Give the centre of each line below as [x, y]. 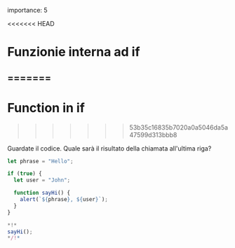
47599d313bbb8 [153, 135]
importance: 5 [27, 10]
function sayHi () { [42, 193]
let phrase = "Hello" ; [40, 161]
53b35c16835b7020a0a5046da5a [179, 127]
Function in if [46, 108]
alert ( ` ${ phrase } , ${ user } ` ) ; [64, 200]
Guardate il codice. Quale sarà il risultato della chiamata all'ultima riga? [109, 148]
